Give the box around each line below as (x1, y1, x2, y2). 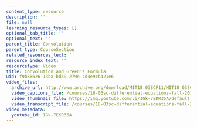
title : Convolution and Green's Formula (6, 68, 107, 74)
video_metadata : (6, 107, 46, 112)
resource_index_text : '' (6, 57, 67, 63)
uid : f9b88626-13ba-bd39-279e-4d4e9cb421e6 (6, 74, 114, 80)
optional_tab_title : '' (6, 30, 64, 36)
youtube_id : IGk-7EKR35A (11, 112, 72, 118)
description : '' (6, 14, 46, 20)
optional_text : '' (6, 36, 51, 42)
